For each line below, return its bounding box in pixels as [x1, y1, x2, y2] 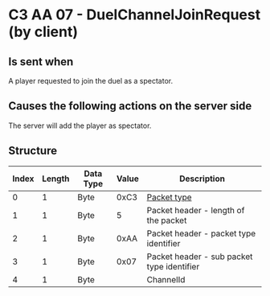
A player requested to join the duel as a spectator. [8, 76, 174, 85]
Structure [8, 144, 58, 158]
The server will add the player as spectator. [8, 121, 152, 130]
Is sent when [8, 55, 74, 68]
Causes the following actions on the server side [8, 99, 252, 113]
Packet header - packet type [146, 228, 256, 239]
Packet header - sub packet [146, 251, 253, 262]
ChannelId [146, 273, 186, 285]
